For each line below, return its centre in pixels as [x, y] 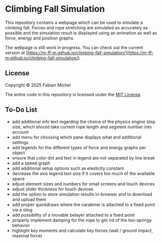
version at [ [16, 53]
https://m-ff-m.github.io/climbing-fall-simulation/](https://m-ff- [90, 53]
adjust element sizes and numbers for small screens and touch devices [83, 183]
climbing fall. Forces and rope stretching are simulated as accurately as [77, 27]
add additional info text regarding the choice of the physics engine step [84, 121]
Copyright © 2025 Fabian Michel [38, 85]
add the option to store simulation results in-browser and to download [82, 194]
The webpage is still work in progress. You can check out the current [74, 47]
